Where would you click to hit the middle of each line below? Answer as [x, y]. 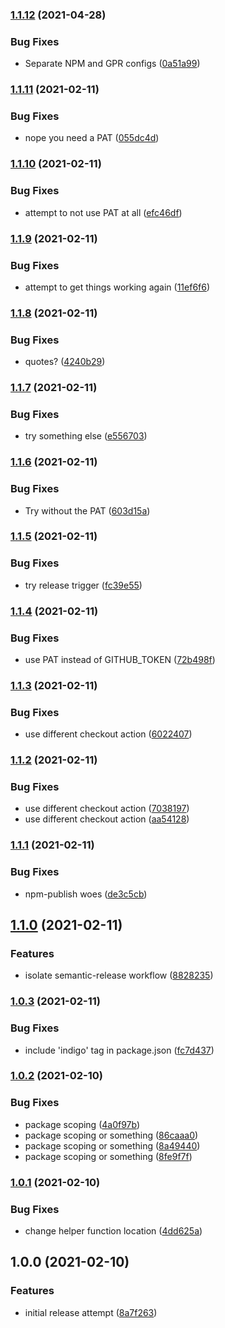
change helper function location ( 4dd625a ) [113, 1230]
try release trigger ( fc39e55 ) [83, 585]
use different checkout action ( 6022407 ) [108, 734]
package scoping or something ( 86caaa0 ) [111, 1135]
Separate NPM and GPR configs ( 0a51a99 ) [112, 64]
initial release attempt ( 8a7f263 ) [91, 1312]
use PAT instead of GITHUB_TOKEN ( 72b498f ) [120, 659]
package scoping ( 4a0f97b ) [82, 1124]
